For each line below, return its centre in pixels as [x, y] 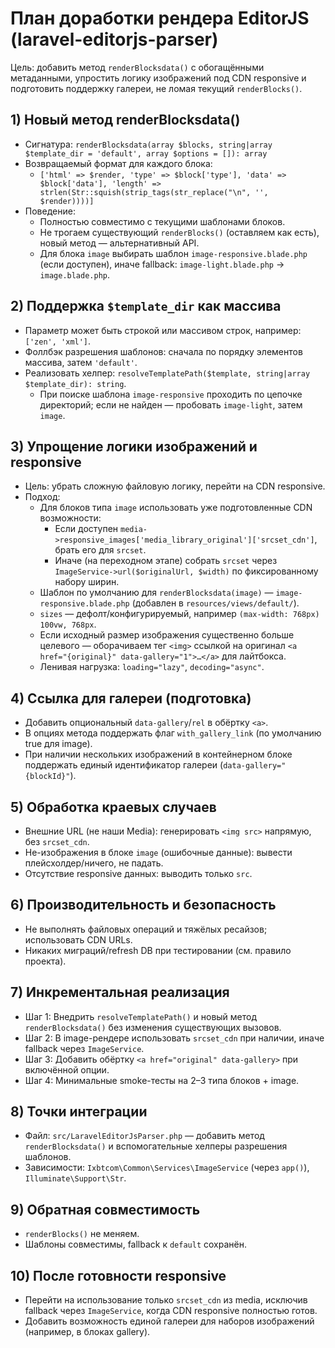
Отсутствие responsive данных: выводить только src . [138, 873]
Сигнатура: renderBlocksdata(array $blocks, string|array [148, 144]
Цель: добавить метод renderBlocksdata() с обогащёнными [137, 67]
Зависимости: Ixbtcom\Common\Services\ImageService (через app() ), [167, 1168]
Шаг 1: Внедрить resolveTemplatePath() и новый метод [141, 1016]
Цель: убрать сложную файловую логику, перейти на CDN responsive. [175, 486]
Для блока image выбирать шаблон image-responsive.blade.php [173, 253]
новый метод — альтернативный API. [119, 243]
